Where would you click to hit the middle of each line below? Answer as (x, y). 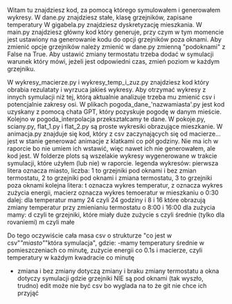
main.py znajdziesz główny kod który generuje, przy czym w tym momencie (116, 32)
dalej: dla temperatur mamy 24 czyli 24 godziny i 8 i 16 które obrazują (106, 200)
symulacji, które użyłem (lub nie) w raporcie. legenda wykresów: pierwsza (113, 163)
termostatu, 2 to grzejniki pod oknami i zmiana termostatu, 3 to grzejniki (110, 178)
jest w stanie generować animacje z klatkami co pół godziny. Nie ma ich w (113, 141)
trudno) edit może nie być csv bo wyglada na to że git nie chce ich (112, 286)
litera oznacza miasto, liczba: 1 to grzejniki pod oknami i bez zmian (102, 170)
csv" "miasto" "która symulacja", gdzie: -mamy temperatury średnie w (106, 243)
